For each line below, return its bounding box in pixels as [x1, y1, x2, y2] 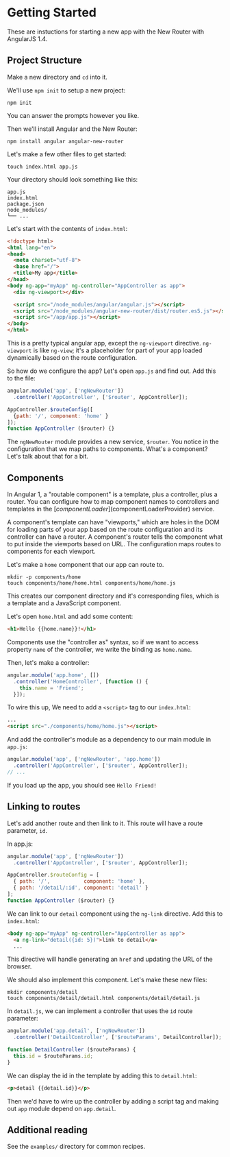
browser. [7, 962, 32, 971]
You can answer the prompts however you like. [7, 111, 139, 119]
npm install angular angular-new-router [7, 138, 125, 145]
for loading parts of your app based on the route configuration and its [7, 526, 203, 534]
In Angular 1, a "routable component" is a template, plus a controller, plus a [7, 490, 218, 498]
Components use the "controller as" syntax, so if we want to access [7, 637, 199, 646]
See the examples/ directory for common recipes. [7, 1143, 146, 1151]
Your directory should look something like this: [7, 175, 138, 183]
